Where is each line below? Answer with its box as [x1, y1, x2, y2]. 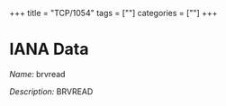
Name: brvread [9, 68, 66, 79]
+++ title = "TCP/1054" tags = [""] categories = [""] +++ [9, 8, 218, 18]
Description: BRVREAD [9, 85, 94, 97]
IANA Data [9, 40, 89, 59]
